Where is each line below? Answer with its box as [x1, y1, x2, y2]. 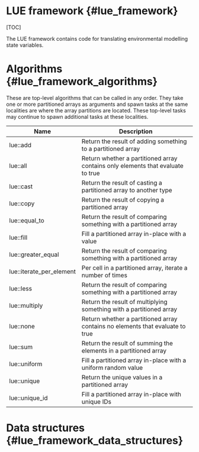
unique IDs [81, 398, 111, 406]
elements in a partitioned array [81, 346, 167, 354]
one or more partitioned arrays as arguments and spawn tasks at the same [6, 101, 188, 108]
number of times [81, 271, 127, 279]
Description [118, 127, 153, 135]
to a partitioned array [81, 144, 140, 153]
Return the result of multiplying [81, 298, 168, 306]
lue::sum [9, 343, 33, 351]
